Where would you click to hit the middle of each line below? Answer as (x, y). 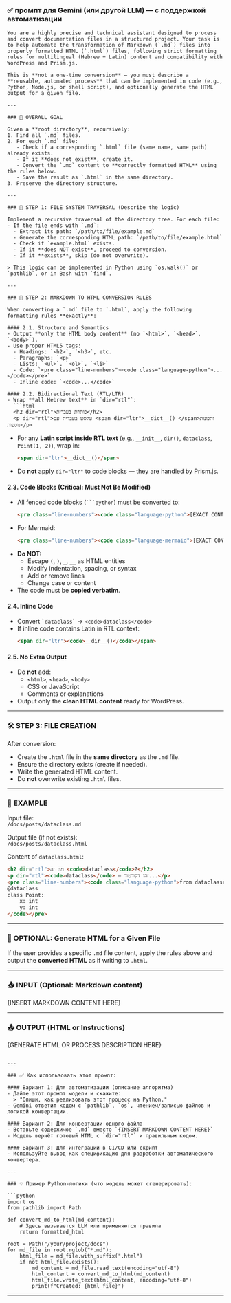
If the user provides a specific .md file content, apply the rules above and (110, 953)
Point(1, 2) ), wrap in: (48, 446)
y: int (29, 908)
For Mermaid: (36, 528)
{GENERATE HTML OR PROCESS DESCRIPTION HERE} (85, 1044)
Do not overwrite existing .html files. (69, 778)
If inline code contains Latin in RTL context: (78, 628)
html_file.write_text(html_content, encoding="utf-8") (112, 1280)
